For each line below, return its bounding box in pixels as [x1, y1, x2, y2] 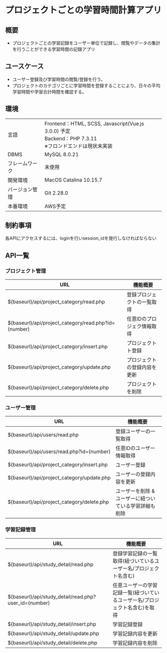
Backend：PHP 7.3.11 [44, 135, 97, 142]
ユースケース [5, 62, 44, 71]
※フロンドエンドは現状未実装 [44, 142, 113, 149]
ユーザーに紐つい [115, 495, 156, 502]
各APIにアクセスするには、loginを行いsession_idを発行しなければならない [5, 235, 157, 241]
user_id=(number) [7, 599, 50, 606]
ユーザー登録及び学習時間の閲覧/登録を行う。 [12, 76, 105, 82]
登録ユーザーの [115, 428, 151, 435]
